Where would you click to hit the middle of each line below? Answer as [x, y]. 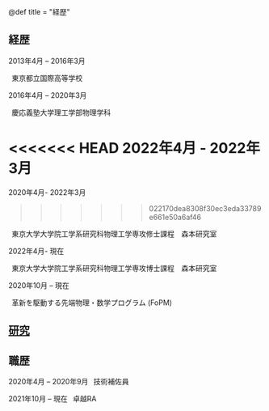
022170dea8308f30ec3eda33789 [205, 208]
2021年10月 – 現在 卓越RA [53, 398]
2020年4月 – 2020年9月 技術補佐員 [69, 381]
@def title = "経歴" [39, 12]
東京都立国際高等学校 [47, 78]
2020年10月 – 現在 [39, 285]
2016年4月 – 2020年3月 [48, 95]
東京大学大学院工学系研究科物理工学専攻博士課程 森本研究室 [114, 268]
